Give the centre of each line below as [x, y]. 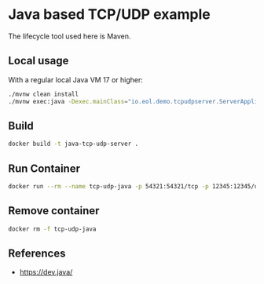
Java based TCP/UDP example [109, 15]
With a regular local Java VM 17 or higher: [76, 79]
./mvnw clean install [44, 94]
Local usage [38, 61]
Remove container [54, 211]
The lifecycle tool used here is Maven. [70, 36]
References [37, 253]
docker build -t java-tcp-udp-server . [73, 144]
